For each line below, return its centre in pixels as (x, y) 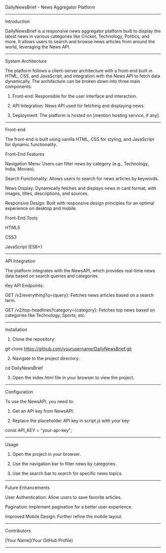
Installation (16, 330)
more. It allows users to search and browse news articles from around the (80, 41)
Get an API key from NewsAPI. (43, 411)
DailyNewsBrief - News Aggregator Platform (50, 7)
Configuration (19, 392)
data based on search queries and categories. (52, 276)
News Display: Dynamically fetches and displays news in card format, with (81, 188)
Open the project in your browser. (46, 454)
